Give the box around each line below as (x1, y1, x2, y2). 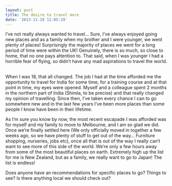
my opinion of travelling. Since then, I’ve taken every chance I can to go (5, 95, 157, 101)
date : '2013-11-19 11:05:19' (5, 17, 68, 22)
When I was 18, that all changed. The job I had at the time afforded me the (5, 74, 162, 80)
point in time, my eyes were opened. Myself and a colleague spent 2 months (5, 85, 167, 91)
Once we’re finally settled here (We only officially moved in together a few (5, 127, 162, 133)
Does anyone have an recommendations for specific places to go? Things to (5, 170, 167, 176)
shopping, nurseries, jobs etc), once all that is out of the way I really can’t (5, 138, 161, 144)
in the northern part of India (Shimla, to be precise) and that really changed (5, 90, 164, 96)
